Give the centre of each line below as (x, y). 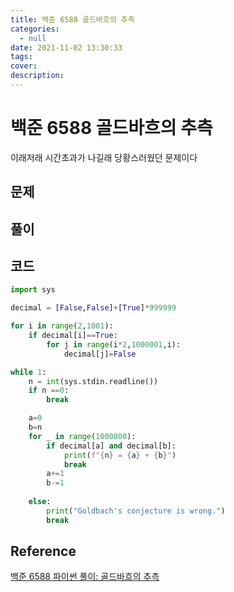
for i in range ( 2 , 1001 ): (62, 326)
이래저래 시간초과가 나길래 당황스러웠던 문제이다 (104, 157)
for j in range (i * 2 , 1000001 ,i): (114, 344)
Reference (43, 551)
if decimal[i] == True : (73, 336)
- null (33, 38)
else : (40, 502)
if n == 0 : (49, 391)
